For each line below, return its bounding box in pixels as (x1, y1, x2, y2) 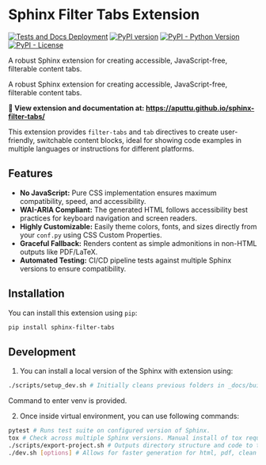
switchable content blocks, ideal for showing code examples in (36, 135, 242, 144)
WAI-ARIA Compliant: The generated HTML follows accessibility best (19, 205, 248, 214)
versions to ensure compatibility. (19, 263, 127, 273)
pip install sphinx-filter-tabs (8, 323, 115, 331)
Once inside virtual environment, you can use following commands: (19, 411, 240, 421)
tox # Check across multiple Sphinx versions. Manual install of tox (8, 434, 243, 442)
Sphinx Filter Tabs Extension (8, 6, 200, 24)
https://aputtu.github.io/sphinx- (146, 103, 255, 113)
